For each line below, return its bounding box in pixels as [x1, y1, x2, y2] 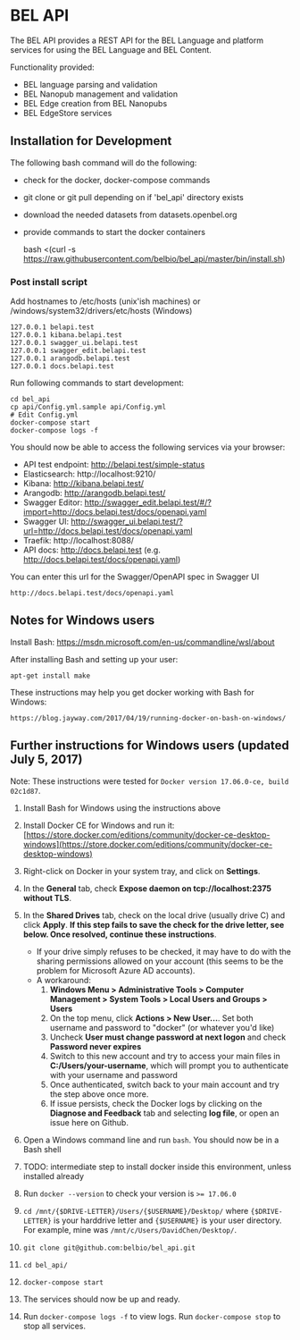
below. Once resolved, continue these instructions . [22, 929, 217, 940]
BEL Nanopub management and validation [22, 88, 179, 99]
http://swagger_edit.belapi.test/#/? [84, 497, 212, 508]
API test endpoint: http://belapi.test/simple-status [22, 459, 205, 470]
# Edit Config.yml [10, 410, 79, 420]
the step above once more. [49, 1088, 149, 1100]
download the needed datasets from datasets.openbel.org [22, 209, 237, 220]
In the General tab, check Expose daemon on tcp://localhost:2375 [22, 882, 271, 894]
